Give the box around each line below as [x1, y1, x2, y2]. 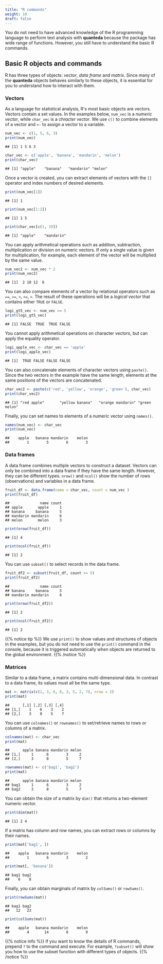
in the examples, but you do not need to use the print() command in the [5, 641, 151, 647]
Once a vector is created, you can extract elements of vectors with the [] [5, 174, 152, 181]
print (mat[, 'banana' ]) [5, 863, 54, 869]
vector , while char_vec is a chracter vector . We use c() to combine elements [5, 116, 158, 122]
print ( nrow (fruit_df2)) [5, 601, 54, 606]
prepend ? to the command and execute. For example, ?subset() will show [5, 943, 154, 949]
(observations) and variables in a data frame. [5, 478, 95, 484]
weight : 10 [5, 12, 27, 17]
